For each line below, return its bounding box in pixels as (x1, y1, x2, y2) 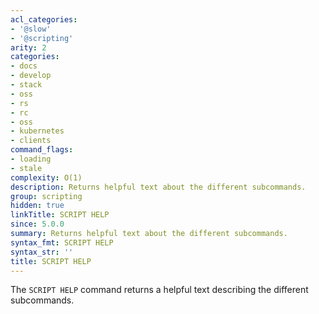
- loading (10, 154, 52, 164)
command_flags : (10, 145, 74, 155)
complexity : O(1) (10, 172, 83, 183)
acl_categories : (10, 14, 78, 25)
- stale (10, 163, 43, 173)
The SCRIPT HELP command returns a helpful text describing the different (10, 284, 309, 296)
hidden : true (10, 201, 65, 211)
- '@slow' (10, 24, 52, 34)
